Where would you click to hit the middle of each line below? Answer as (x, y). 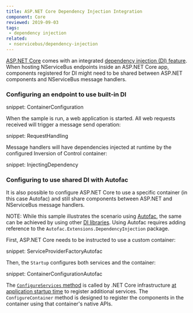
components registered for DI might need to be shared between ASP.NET (94, 73)
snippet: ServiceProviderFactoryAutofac (54, 251)
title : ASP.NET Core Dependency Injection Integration (74, 11)
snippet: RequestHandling (37, 136)
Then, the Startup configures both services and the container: (81, 263)
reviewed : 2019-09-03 (32, 22)
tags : (13, 28)
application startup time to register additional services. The (77, 291)
